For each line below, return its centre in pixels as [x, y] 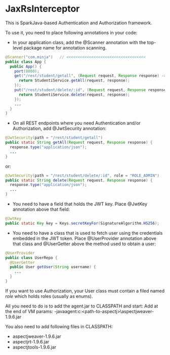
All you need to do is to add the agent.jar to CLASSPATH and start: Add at [82, 306]
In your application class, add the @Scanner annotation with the [79, 42]
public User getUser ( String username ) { [53, 267]
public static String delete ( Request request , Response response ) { [79, 180]
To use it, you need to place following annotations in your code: [71, 32]
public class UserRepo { [31, 258]
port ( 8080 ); [27, 71]
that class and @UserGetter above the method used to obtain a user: [84, 244]
